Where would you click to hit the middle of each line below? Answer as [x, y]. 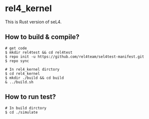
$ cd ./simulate [21, 112]
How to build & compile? [42, 37]
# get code [16, 48]
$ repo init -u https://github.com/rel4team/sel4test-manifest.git [75, 57]
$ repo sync [17, 61]
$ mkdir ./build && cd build [34, 78]
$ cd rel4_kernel [23, 74]
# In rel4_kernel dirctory [32, 69]
